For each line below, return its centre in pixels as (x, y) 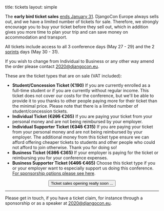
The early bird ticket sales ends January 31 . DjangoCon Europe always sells (82, 16)
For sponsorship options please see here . (54, 173)
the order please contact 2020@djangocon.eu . (52, 66)
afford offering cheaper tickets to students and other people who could (83, 142)
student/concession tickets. (40, 111)
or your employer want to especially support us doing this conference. (83, 168)
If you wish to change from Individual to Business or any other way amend (80, 61)
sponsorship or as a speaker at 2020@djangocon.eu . (59, 203)
